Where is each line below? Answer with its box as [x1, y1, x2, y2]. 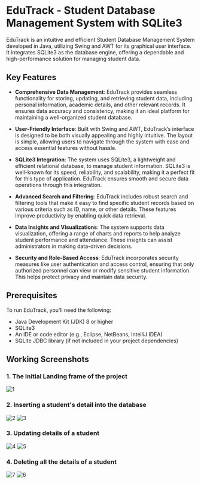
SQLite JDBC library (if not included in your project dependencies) [14, 337, 178, 344]
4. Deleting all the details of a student [6, 458, 117, 466]
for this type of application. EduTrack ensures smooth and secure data [14, 174, 189, 182]
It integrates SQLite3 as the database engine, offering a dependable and [6, 48, 184, 56]
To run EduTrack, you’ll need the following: [6, 306, 112, 314]
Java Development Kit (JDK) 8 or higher [14, 318, 114, 325]
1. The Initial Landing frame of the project [6, 372, 127, 380]
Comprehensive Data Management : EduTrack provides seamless [14, 88, 178, 96]
